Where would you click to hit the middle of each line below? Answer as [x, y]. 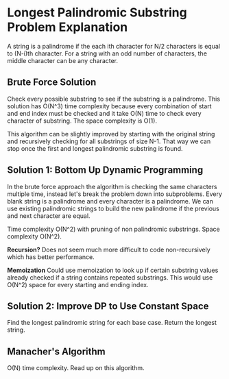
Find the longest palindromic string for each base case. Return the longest [112, 323]
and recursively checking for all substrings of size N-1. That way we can [109, 141]
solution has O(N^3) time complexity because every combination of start [109, 106]
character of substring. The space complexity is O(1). [82, 121]
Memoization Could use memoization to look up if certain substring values [113, 270]
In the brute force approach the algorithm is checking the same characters [112, 186]
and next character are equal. [49, 216]
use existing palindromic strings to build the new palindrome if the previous [113, 208]
